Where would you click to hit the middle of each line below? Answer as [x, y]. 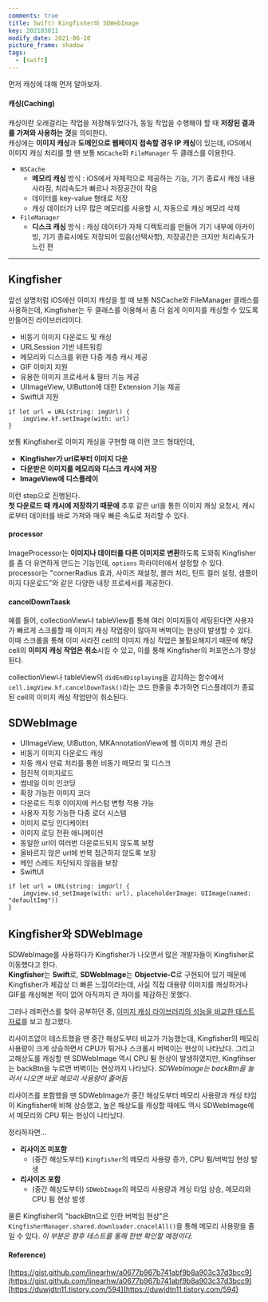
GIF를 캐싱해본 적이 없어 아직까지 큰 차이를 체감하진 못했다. [100, 994]
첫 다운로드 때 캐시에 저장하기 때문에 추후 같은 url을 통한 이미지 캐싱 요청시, [124, 505]
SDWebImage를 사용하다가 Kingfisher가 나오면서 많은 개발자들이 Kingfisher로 [131, 954]
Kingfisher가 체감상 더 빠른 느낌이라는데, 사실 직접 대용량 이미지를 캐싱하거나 [128, 984]
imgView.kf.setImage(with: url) [76, 419]
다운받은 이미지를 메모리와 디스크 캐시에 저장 [88, 469]
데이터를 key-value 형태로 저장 [80, 198]
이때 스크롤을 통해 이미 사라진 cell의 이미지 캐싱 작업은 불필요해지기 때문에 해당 [131, 640]
